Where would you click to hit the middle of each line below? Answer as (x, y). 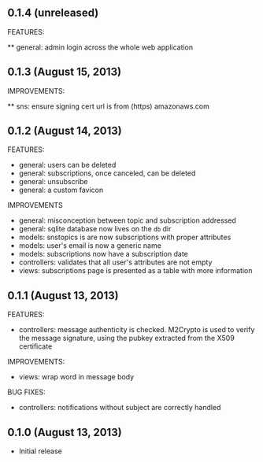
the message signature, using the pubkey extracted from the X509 (127, 338)
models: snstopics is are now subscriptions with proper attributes (125, 237)
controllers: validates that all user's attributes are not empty (115, 262)
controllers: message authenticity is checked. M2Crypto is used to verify (137, 330)
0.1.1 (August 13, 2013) (63, 296)
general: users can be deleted (67, 165)
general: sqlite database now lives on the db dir (95, 229)
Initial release (40, 451)
